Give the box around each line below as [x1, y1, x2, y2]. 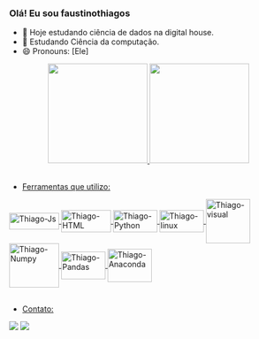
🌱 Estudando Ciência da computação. [21, 36, 160, 47]
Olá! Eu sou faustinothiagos [9, 7, 131, 19]
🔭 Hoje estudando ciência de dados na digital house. [21, 27, 215, 38]
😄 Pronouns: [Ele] [21, 46, 89, 57]
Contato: [21, 304, 55, 314]
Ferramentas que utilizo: [21, 181, 110, 192]
